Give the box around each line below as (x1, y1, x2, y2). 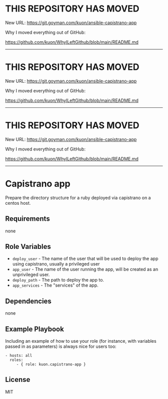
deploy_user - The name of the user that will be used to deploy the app (12, 255, 158, 261)
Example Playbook (5, 325, 64, 333)
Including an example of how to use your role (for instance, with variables (5, 338, 156, 344)
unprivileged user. (12, 272, 50, 278)
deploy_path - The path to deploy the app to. (12, 277, 104, 283)
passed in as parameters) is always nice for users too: (5, 343, 116, 349)
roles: (9, 357, 23, 362)
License (5, 375, 30, 384)
